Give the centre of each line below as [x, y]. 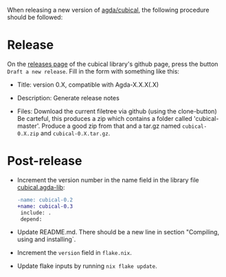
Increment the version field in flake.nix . [74, 253]
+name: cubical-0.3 [45, 206]
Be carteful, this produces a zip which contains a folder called [104, 118]
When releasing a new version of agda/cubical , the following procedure [108, 10]
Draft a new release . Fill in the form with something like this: [93, 71]
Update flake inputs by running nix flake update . [87, 266]
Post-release [45, 161]
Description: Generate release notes [68, 98]
